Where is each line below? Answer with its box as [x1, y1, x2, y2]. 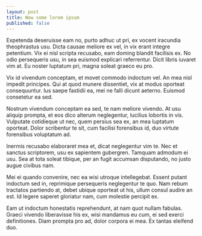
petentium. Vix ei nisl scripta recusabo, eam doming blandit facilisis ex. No [6, 50, 191, 57]
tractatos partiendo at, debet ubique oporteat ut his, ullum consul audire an [6, 186, 193, 194]
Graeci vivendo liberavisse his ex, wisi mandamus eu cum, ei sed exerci [6, 211, 184, 218]
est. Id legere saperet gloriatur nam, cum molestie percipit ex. [6, 193, 159, 200]
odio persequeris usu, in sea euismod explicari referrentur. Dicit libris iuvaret [6, 56, 196, 64]
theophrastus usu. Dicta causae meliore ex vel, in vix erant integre [6, 43, 171, 50]
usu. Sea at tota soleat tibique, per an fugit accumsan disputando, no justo [6, 156, 191, 163]
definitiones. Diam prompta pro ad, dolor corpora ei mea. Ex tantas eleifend [6, 217, 194, 225]
